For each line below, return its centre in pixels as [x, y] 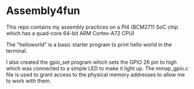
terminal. [17, 50]
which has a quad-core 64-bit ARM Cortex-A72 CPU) [70, 33]
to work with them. [29, 81]
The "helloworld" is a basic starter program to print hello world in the [89, 44]
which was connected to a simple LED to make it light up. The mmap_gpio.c [97, 68]
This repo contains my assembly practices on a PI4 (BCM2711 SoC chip [92, 27]
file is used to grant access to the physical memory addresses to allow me [96, 74]
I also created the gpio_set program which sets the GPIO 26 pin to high [91, 62]
